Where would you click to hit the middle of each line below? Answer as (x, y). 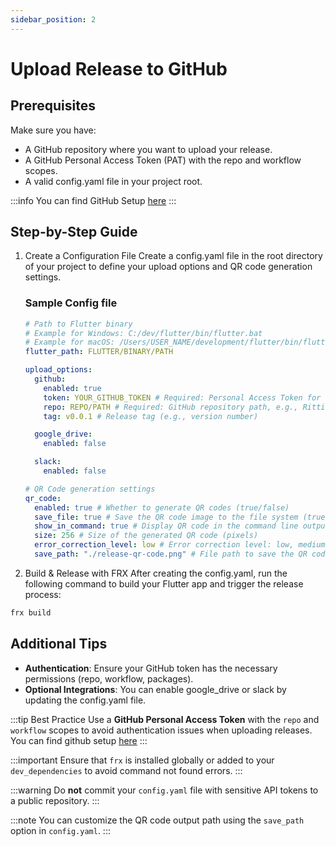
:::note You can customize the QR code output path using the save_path (157, 820)
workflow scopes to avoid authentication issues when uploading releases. (161, 730)
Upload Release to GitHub (119, 68)
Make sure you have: (53, 130)
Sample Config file (71, 303)
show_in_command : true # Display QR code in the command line (166, 526)
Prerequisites (53, 106)
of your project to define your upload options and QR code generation (168, 267)
